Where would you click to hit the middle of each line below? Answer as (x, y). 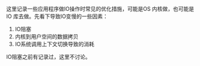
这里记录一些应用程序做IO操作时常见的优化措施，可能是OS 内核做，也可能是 (100, 9)
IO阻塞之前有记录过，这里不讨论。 (49, 57)
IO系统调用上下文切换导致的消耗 (55, 44)
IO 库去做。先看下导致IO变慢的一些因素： (57, 16)
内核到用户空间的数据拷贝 (47, 37)
